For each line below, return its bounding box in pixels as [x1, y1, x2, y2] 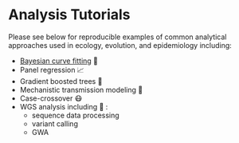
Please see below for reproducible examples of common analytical [8, 32, 227, 42]
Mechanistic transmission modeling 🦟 [19, 85, 143, 94]
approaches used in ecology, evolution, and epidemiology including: [8, 40, 233, 50]
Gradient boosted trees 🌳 [19, 76, 103, 85]
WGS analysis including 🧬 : [19, 101, 108, 111]
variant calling [31, 118, 78, 129]
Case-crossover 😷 [19, 93, 82, 103]
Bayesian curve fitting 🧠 [19, 56, 98, 66]
